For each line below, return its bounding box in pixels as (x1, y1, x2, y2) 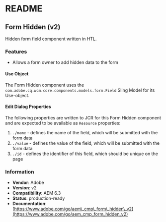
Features (5, 48, 27, 55)
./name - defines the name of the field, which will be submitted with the (12, 129, 158, 135)
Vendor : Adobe (12, 179, 44, 185)
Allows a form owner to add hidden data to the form (12, 59, 118, 65)
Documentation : (12, 201, 47, 206)
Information (5, 168, 34, 175)
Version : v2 (12, 185, 37, 191)
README (5, 3, 43, 14)
